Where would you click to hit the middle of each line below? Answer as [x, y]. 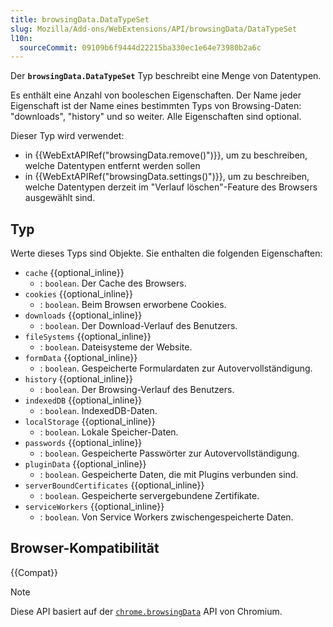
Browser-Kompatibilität [85, 548]
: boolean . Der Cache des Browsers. [113, 283]
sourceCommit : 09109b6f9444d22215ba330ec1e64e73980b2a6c [140, 47]
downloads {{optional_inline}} [83, 315]
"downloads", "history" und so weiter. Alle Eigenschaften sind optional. [156, 117]
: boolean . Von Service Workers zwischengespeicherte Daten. [166, 517]
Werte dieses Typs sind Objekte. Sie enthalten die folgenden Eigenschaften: [166, 253]
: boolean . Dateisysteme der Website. [116, 347]
